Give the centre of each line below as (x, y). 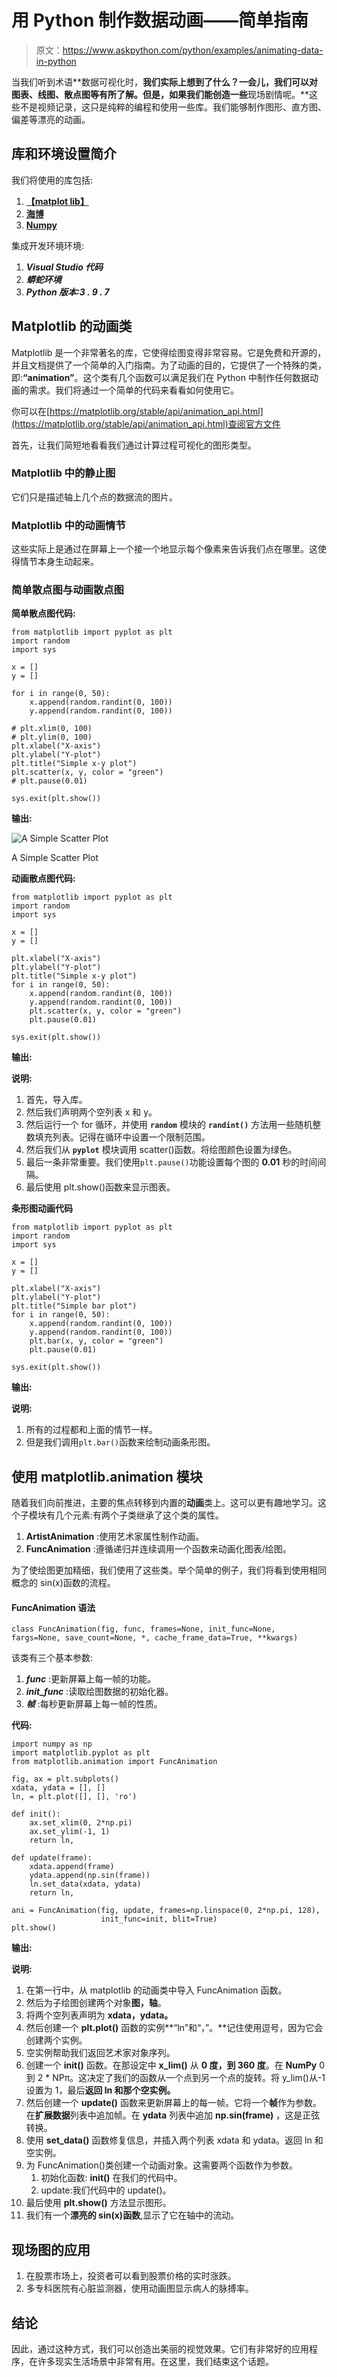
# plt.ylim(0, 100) (52, 737)
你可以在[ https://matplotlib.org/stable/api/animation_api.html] (137, 411)
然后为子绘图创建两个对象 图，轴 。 (96, 2003)
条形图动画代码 (42, 1208)
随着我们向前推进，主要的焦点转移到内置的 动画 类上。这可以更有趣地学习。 (164, 1503)
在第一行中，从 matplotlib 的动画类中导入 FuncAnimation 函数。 (156, 1990)
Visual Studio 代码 (64, 267)
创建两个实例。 (56, 2040)
